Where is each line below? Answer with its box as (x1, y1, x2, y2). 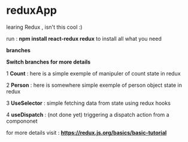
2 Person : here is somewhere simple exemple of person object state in (6, 81, 183, 89)
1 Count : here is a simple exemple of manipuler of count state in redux (6, 70, 181, 77)
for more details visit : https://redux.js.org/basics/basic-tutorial (6, 129, 167, 136)
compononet (6, 117, 38, 125)
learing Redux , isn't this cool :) (6, 23, 83, 31)
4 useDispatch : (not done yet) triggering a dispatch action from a (6, 111, 169, 118)
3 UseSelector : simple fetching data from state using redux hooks (6, 99, 171, 107)
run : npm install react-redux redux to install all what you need (6, 35, 162, 42)
